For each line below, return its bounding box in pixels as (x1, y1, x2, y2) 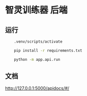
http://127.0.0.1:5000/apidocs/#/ (5, 85, 70, 92)
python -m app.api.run (14, 57, 60, 62)
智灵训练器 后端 (5, 4, 68, 16)
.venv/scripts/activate (14, 39, 63, 44)
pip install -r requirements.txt (14, 48, 83, 53)
